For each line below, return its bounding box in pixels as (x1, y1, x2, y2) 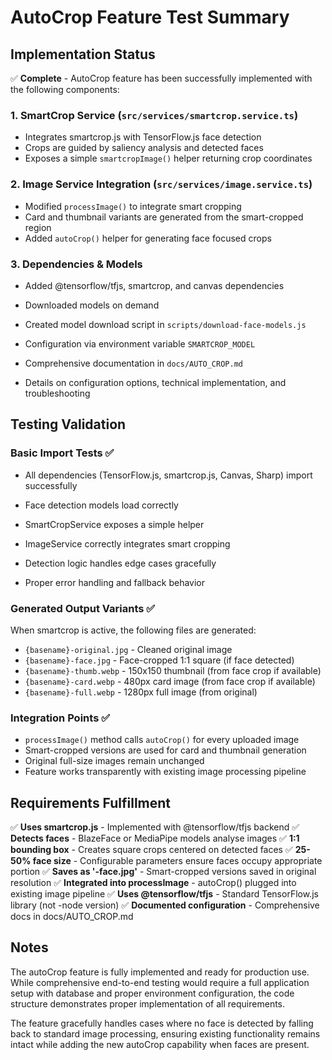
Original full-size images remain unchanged (24, 755, 205, 767)
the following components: (10, 84, 120, 95)
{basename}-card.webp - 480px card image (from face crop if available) (24, 675, 316, 687)
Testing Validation (10, 416, 127, 433)
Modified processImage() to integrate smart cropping (24, 200, 242, 212)
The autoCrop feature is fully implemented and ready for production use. (10, 966, 310, 978)
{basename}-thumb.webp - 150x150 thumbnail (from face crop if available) (24, 664, 322, 676)
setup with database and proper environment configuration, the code (10, 987, 295, 999)
